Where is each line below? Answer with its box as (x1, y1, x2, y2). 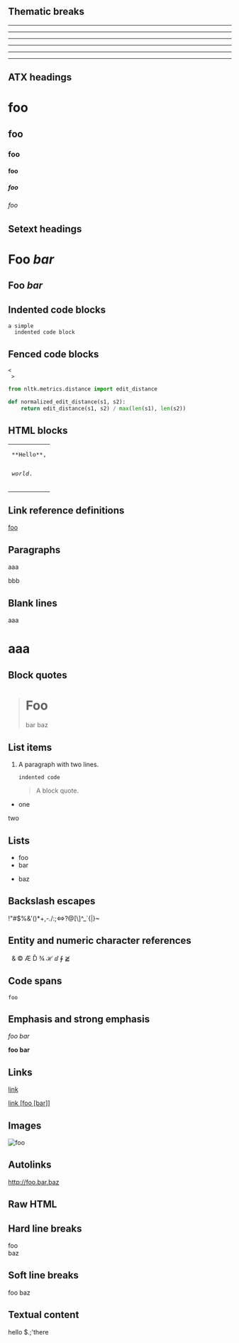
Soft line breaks (8, 1269, 79, 1281)
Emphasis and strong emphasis (8, 1013, 150, 1025)
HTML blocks (8, 425, 68, 437)
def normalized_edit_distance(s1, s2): (8, 398, 126, 406)
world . (11, 469, 33, 477)
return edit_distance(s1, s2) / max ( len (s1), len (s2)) (21, 405, 187, 412)
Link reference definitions (8, 504, 125, 516)
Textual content (8, 1309, 79, 1321)
